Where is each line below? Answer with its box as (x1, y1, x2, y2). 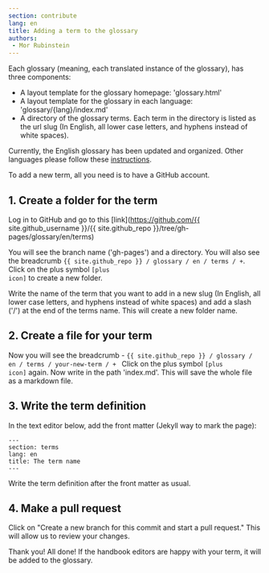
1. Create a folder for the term (8, 194, 158, 207)
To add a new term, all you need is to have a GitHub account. (8, 170, 210, 180)
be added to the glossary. (8, 555, 93, 565)
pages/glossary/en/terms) (8, 231, 95, 241)
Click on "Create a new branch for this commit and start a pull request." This (8, 523, 261, 533)
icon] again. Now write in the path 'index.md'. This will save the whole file (8, 367, 253, 377)
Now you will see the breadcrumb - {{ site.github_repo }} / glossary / (8, 350, 253, 360)
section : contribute (8, 11, 78, 20)
